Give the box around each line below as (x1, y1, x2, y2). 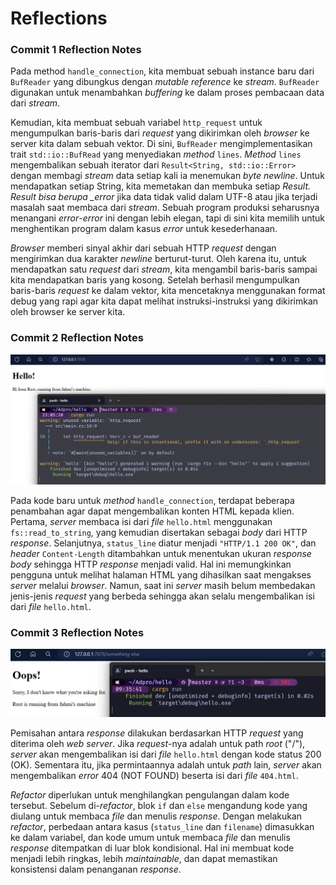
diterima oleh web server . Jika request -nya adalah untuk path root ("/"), (10, 737, 306, 749)
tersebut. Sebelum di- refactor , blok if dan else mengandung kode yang (10, 799, 308, 811)
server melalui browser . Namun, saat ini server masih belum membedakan (10, 579, 316, 591)
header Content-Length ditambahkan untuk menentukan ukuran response (10, 547, 312, 559)
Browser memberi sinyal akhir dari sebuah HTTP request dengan (10, 242, 277, 254)
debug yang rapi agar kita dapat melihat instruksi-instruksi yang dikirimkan (10, 295, 319, 307)
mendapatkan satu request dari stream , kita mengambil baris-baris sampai (10, 263, 318, 276)
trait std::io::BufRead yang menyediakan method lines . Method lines (10, 148, 302, 161)
